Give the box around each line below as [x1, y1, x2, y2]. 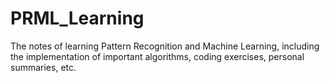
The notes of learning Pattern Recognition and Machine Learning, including [10, 40, 320, 52]
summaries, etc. [10, 61, 77, 73]
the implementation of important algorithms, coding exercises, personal [10, 50, 305, 62]
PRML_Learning [10, 7, 145, 30]
